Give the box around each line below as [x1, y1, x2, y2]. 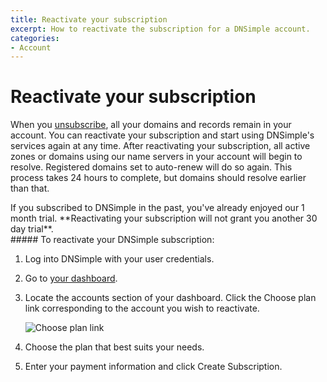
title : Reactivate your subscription [10, 14, 168, 25]
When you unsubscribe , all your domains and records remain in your [10, 119, 292, 131]
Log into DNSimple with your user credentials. [24, 253, 215, 265]
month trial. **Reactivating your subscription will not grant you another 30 [10, 212, 318, 225]
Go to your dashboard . [24, 272, 118, 285]
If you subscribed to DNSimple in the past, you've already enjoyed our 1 [10, 202, 305, 214]
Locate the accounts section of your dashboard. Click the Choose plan [24, 292, 317, 304]
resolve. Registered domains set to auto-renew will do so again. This [10, 161, 293, 173]
